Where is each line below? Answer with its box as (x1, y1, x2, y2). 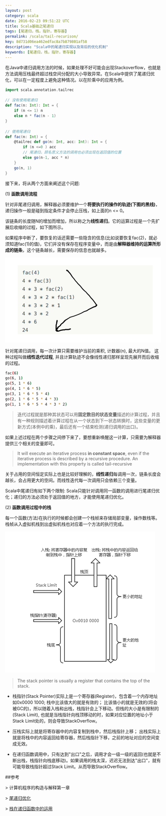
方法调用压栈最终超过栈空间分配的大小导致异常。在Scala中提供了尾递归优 (5, 71, 155, 77)
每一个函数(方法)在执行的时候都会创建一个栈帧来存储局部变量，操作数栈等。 (5, 515, 160, 521)
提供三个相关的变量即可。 (5, 440, 57, 446)
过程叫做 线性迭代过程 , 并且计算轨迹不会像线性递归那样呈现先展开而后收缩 (9, 354, 159, 360)
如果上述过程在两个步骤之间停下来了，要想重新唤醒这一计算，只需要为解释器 (5, 434, 161, 440)
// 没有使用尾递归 (5, 98, 38, 103)
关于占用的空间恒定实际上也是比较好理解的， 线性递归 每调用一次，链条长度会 (5, 471, 161, 477)
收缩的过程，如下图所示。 (13, 224, 66, 230)
